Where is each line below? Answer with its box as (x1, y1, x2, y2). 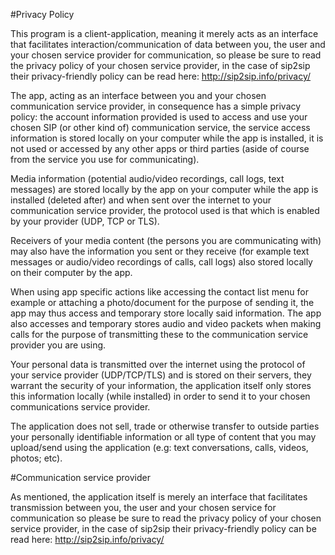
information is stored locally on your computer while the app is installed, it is (10, 132, 324, 144)
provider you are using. (10, 339, 107, 351)
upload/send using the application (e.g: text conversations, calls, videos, (10, 442, 309, 453)
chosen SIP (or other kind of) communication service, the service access (10, 122, 311, 133)
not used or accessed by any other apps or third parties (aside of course (10, 143, 310, 154)
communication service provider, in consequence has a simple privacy (10, 100, 302, 112)
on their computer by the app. (10, 267, 133, 278)
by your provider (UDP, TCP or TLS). (10, 215, 160, 227)
